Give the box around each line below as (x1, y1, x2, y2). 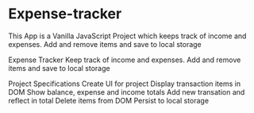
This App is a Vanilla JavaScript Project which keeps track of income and (8, 31, 247, 41)
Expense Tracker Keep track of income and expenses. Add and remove (8, 55, 241, 64)
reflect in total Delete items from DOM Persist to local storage (8, 95, 209, 105)
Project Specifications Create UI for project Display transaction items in (8, 79, 241, 88)
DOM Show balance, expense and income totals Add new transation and (8, 87, 245, 96)
